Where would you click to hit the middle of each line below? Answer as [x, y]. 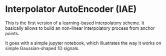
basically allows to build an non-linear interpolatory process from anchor [80, 28]
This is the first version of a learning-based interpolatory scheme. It [75, 23]
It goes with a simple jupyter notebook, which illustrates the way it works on [83, 43]
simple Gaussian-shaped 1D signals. [42, 48]
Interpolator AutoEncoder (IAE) [71, 9]
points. [12, 33]
